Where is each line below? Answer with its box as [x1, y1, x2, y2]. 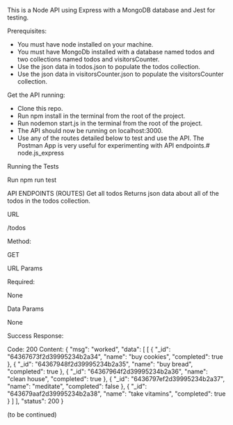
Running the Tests [7, 162, 59, 170]
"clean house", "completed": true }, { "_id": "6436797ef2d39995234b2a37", [7, 375, 225, 382]
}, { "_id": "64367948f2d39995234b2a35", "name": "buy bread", [7, 360, 193, 368]
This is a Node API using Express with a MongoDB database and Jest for [7, 6, 216, 14]
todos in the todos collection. [7, 196, 90, 205]
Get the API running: [7, 91, 65, 99]
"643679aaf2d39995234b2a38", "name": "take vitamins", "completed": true [7, 389, 226, 398]
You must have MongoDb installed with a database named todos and [17, 48, 215, 56]
